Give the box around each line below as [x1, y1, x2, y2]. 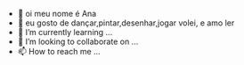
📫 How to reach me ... [17, 47, 101, 56]
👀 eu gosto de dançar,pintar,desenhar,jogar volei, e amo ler [17, 18, 235, 28]
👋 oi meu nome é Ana [17, 9, 97, 18]
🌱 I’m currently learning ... [17, 27, 113, 37]
